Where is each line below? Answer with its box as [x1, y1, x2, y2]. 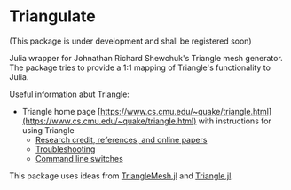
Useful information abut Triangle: [9, 89, 130, 99]
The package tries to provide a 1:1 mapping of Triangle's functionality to [9, 62, 271, 73]
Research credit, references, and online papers [35, 134, 208, 145]
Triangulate [9, 6, 96, 27]
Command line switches [35, 153, 124, 163]
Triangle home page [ [21, 106, 101, 116]
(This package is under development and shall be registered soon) [9, 36, 252, 46]
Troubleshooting [35, 144, 96, 154]
